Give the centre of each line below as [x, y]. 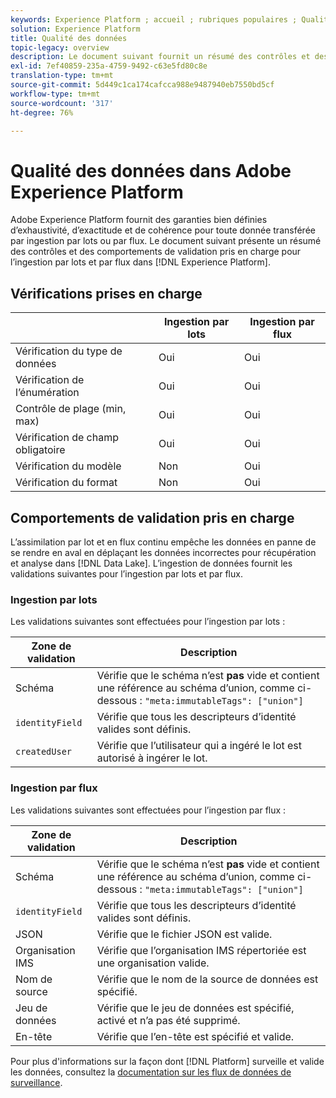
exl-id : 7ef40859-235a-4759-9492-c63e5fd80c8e [109, 66]
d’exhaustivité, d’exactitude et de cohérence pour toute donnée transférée [163, 230]
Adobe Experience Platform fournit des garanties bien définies [139, 220]
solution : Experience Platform [75, 29]
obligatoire [40, 450]
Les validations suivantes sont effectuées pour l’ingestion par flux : [148, 810]
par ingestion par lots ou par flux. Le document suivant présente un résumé [166, 241]
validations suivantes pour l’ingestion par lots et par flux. [126, 573]
